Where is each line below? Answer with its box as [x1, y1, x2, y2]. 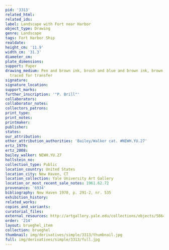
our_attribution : [5, 134, 42, 139]
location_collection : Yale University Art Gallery [5, 176, 114, 181]
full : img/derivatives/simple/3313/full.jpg [5, 237, 100, 242]
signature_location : [5, 82, 49, 87]
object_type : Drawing [5, 26, 51, 31]
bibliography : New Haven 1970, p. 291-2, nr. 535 [5, 190, 112, 195]
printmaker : [5, 119, 30, 125]
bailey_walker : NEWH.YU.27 [5, 153, 62, 158]
